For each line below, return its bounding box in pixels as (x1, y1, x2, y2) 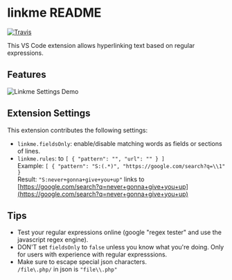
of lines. (17, 147, 40, 155)
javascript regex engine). (17, 236, 89, 244)
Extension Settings (7, 108, 91, 120)
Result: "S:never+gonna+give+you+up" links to (17, 175, 145, 183)
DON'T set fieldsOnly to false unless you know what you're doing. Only (17, 243, 224, 252)
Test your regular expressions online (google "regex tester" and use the (17, 228, 222, 237)
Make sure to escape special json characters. (17, 258, 148, 266)
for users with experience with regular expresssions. (17, 250, 168, 258)
